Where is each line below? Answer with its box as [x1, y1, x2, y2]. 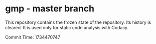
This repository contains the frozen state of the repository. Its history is [5, 19, 151, 25]
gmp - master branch [5, 3, 95, 14]
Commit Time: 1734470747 [5, 34, 61, 40]
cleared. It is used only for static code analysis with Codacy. [5, 24, 129, 30]
